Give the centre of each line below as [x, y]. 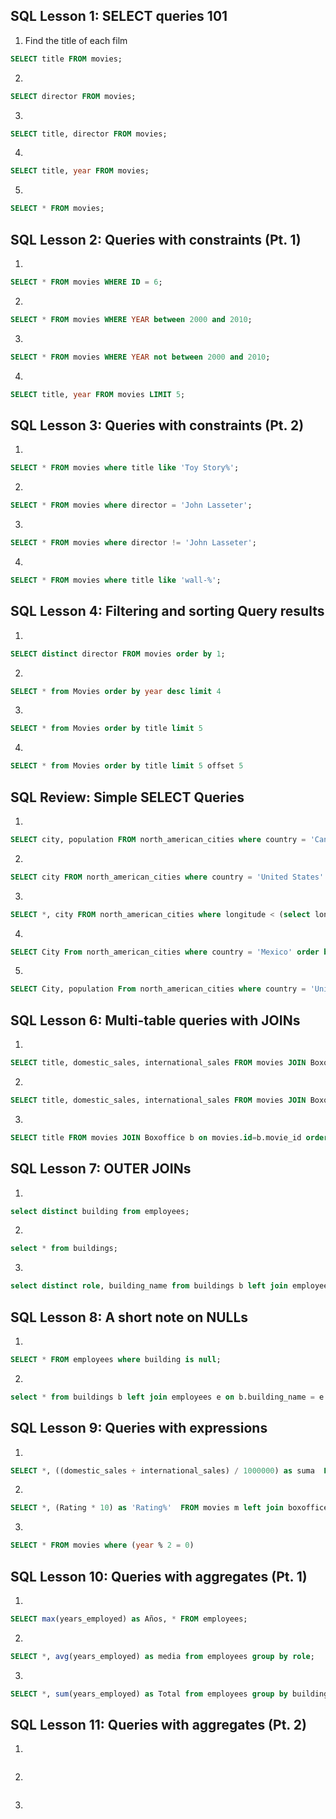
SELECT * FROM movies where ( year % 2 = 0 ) [102, 1545]
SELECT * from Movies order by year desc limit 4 [116, 691]
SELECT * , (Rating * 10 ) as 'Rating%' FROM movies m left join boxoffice [169, 1508]
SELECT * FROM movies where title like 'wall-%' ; [116, 580]
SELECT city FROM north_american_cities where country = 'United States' [167, 877]
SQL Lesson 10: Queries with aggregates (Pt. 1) [159, 1576]
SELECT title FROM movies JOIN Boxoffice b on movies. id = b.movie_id [156, 1137]
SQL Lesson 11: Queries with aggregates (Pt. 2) [158, 1725]
